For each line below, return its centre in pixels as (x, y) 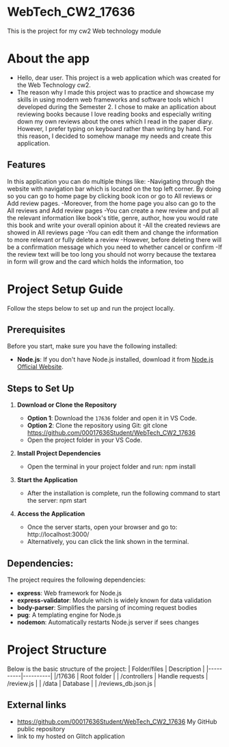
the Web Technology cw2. (54, 85)
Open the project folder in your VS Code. (84, 440)
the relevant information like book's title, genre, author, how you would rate (113, 217)
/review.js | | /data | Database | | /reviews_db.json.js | (82, 684)
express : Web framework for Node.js (69, 593)
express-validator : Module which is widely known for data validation (114, 600)
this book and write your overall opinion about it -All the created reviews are (114, 225)
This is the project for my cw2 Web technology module (84, 31)
